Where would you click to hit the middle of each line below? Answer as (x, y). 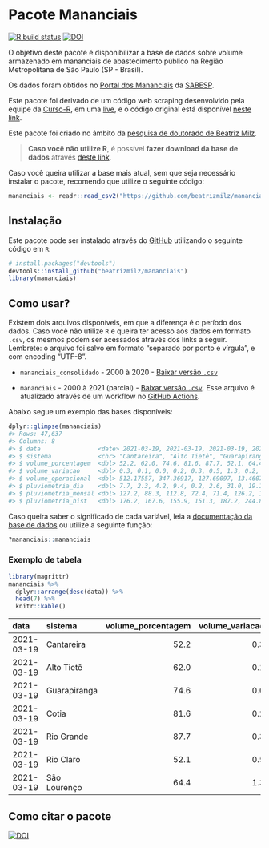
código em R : (30, 248)
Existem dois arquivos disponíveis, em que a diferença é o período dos (125, 323)
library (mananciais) (43, 278)
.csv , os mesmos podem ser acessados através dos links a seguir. (118, 340)
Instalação (35, 221)
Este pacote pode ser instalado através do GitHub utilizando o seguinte (125, 240)
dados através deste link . (70, 157)
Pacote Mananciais (73, 15)
